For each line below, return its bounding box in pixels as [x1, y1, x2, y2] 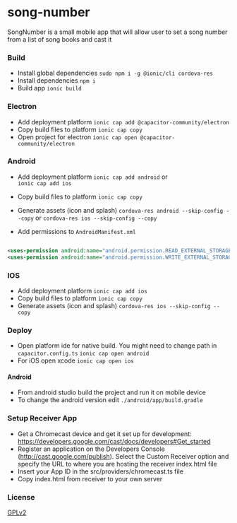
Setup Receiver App [7, 413, 78, 423]
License [7, 492, 35, 502]
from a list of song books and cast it [7, 35, 112, 43]
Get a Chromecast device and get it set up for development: [17, 429, 192, 438]
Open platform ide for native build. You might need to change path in [17, 341, 217, 350]
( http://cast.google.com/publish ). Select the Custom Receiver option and [17, 452, 229, 460]
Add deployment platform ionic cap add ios [17, 286, 148, 295]
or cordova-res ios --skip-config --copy [35, 213, 157, 222]
